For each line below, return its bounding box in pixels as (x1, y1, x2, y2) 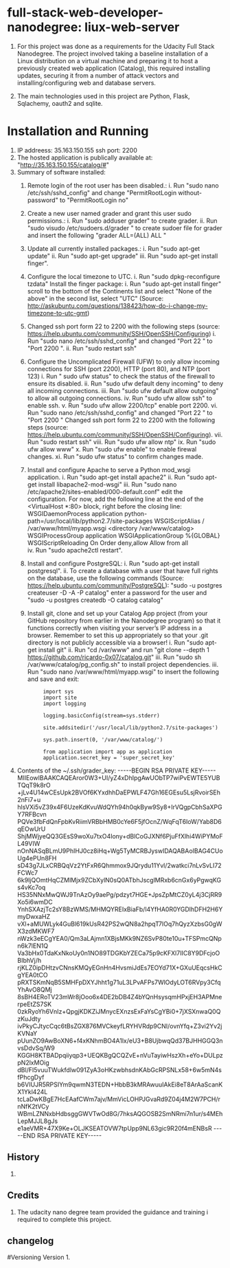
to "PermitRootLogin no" (59, 196, 129, 204)
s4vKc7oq (16, 883, 46, 891)
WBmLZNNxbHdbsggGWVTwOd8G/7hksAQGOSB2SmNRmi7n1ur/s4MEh (16, 1109, 223, 1117)
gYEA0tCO (16, 970, 48, 979)
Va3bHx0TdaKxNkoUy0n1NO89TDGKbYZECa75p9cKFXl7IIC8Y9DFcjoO (16, 948, 220, 957)
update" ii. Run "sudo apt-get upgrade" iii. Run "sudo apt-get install (27, 252, 218, 260)
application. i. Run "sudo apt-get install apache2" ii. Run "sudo (27, 473, 204, 481)
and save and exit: (27, 675, 80, 683)
